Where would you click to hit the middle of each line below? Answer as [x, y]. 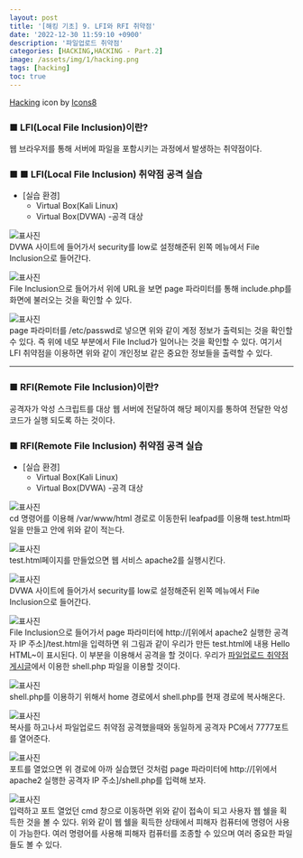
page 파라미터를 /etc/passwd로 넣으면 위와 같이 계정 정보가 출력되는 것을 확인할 [151, 331]
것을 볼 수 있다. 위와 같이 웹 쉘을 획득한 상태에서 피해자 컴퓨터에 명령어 [149, 822]
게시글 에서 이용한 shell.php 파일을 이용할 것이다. [95, 666]
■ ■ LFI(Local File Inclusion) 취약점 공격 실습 [106, 174]
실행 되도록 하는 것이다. [74, 420]
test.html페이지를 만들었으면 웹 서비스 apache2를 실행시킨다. [117, 560]
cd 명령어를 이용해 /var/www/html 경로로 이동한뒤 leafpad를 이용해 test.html [147, 518]
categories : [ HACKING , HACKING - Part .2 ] [87, 51]
